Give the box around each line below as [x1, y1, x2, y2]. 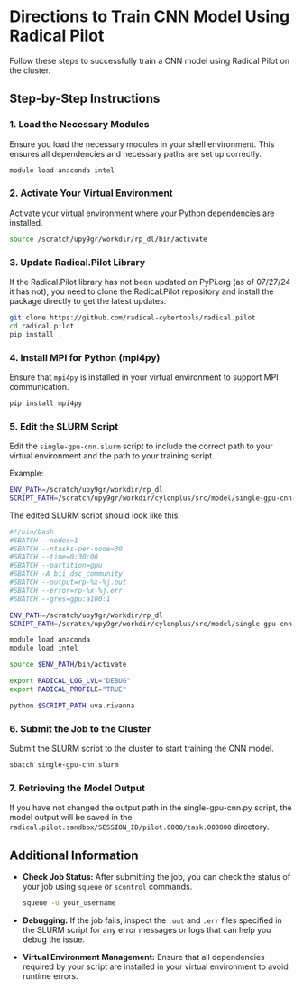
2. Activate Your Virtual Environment [9, 187, 173, 199]
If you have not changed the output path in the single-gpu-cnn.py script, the [9, 802, 293, 813]
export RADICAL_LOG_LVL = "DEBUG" [9, 677, 131, 686]
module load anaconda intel [9, 165, 115, 175]
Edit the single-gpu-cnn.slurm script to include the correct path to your [9, 440, 273, 452]
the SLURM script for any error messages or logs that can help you [22, 924, 271, 935]
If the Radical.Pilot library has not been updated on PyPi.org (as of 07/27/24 [9, 276, 291, 287]
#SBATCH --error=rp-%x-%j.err [9, 586, 124, 595]
